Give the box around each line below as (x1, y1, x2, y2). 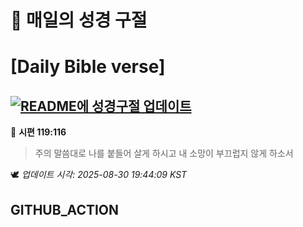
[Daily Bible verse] (10, 56, 166, 78)
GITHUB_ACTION (10, 201, 120, 218)
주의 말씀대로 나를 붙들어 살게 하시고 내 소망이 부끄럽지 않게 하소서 (34, 147, 294, 160)
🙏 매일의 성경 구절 (10, 9, 148, 32)
